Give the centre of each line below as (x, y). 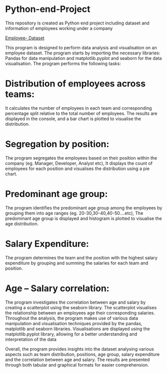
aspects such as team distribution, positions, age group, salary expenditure (83, 354)
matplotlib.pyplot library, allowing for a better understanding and (71, 334)
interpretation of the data (31, 339)
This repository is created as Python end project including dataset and (77, 23)
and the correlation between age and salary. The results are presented (78, 360)
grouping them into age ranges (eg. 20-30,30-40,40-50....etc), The (74, 213)
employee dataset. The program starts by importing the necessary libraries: (83, 53)
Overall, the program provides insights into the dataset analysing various (80, 349)
